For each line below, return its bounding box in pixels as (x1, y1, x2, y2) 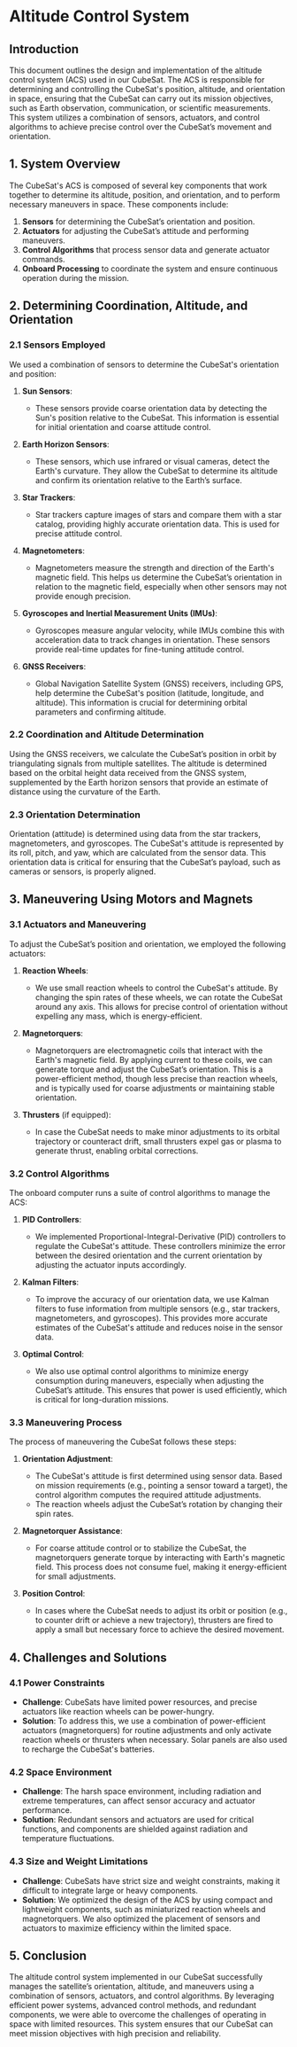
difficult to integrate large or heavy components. (21, 1885, 199, 1895)
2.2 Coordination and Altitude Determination (9, 729, 205, 741)
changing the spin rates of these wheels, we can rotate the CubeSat (34, 991, 283, 1003)
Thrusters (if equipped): (21, 1109, 111, 1120)
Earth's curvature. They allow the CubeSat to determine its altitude (34, 465, 278, 476)
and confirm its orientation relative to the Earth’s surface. (34, 474, 243, 485)
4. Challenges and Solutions (9, 1650, 168, 1665)
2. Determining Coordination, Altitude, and (9, 299, 248, 314)
